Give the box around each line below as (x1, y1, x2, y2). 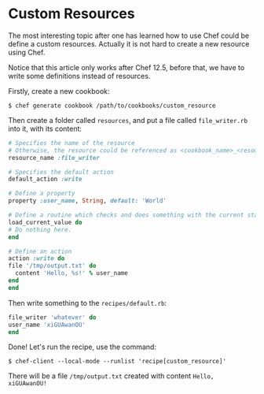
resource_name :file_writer (8, 154, 101, 162)
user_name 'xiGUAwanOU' (8, 321, 86, 329)
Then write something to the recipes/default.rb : (8, 298, 167, 307)
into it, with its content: (8, 124, 82, 133)
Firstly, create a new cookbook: (8, 86, 110, 95)
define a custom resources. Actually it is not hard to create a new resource (8, 39, 250, 48)
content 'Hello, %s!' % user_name (15, 269, 128, 277)
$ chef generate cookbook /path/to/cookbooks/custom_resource (8, 102, 216, 110)
